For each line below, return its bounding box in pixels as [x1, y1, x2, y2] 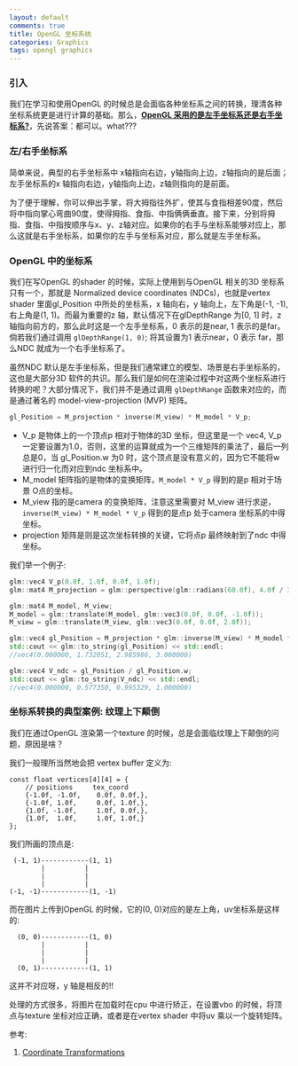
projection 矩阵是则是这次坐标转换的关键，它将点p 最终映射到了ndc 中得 [21, 529, 286, 540]
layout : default [9, 12, 69, 22]
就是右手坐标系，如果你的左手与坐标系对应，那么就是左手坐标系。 [24, 230, 266, 240]
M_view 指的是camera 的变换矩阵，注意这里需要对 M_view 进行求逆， [21, 496, 277, 506]
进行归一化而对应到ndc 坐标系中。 [21, 463, 148, 474]
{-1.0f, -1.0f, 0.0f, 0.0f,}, [25, 790, 149, 799]
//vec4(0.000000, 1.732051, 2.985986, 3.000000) [9, 651, 192, 660]
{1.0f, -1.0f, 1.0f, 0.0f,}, [25, 806, 149, 815]
